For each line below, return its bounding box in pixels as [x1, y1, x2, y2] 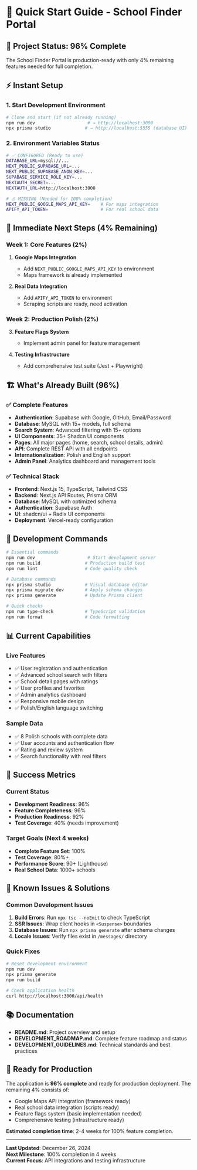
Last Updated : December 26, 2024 [6, 1144, 91, 1151]
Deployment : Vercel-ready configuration [14, 517, 114, 524]
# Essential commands [6, 550, 59, 555]
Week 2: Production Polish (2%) [6, 315, 99, 323]
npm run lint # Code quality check [6, 565, 138, 571]
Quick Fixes [6, 947, 40, 955]
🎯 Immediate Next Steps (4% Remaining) [6, 223, 158, 233]
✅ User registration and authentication [14, 665, 108, 672]
